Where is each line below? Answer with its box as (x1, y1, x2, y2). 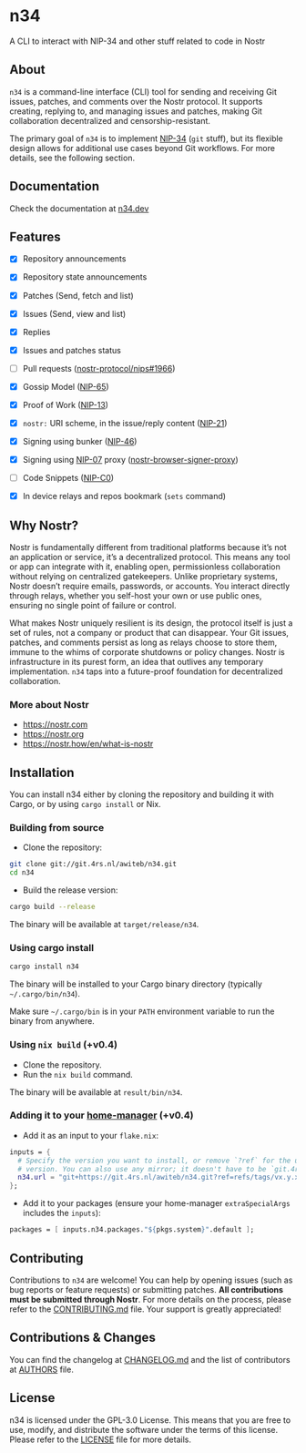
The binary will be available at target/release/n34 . (9, 919, 199, 930)
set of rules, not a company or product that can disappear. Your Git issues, (9, 628, 290, 639)
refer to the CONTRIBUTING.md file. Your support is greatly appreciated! (9, 1304, 282, 1315)
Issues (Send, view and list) (22, 308, 127, 319)
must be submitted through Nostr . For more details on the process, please (9, 1294, 291, 1305)
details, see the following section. (9, 152, 135, 163)
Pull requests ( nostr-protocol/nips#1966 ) (22, 363, 176, 373)
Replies (22, 326, 51, 337)
